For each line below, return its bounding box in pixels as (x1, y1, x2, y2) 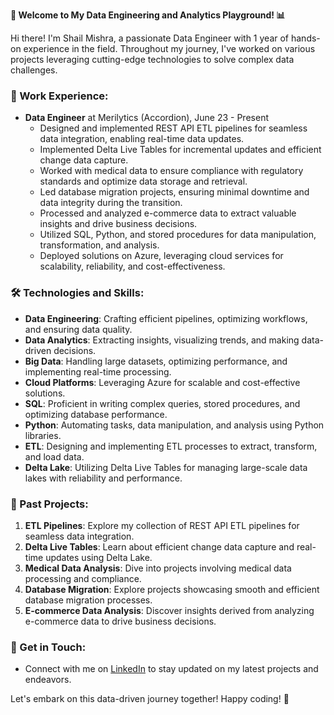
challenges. (10, 64, 58, 76)
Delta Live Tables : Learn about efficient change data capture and (24, 540, 295, 553)
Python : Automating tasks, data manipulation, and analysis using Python (24, 419, 325, 431)
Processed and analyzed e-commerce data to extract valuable (39, 207, 297, 219)
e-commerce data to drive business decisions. (24, 615, 217, 627)
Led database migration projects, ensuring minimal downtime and (39, 186, 310, 198)
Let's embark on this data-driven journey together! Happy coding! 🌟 (10, 693, 290, 705)
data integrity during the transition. (39, 197, 183, 209)
